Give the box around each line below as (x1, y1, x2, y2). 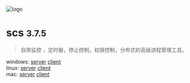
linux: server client (6, 64, 51, 71)
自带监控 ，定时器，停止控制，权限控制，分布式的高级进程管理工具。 (20, 46, 187, 53)
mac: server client (6, 71, 50, 78)
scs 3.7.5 (6, 26, 47, 39)
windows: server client (6, 58, 61, 65)
